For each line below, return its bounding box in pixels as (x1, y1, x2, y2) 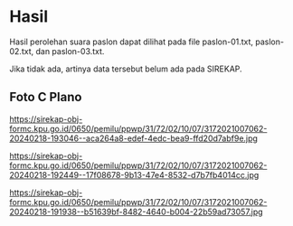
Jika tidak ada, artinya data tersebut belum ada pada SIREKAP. (9, 63, 242, 74)
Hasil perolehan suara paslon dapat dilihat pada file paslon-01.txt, (9, 36, 254, 47)
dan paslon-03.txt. (35, 45, 105, 56)
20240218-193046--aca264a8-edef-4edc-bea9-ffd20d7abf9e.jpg (9, 133, 258, 144)
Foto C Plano (9, 89, 82, 105)
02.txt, (9, 45, 34, 56)
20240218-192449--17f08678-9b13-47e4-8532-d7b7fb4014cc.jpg (9, 169, 260, 180)
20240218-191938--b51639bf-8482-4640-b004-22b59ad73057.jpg (9, 206, 264, 217)
